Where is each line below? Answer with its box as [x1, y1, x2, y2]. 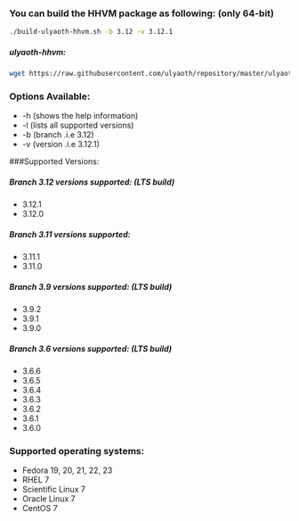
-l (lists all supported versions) [21, 120, 134, 131]
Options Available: [9, 90, 91, 103]
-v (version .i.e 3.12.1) [21, 139, 101, 150]
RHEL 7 [21, 475, 50, 485]
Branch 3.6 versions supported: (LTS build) [9, 343, 173, 354]
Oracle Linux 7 [21, 493, 76, 504]
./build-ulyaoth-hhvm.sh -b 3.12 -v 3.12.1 [9, 28, 174, 37]
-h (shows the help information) [21, 111, 139, 121]
